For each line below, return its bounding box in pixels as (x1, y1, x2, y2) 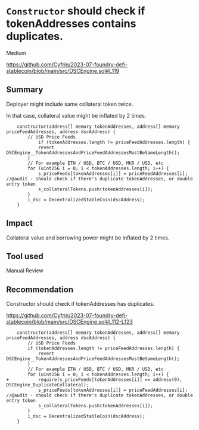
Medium (6, 49, 27, 56)
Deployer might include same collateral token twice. (6, 100, 133, 107)
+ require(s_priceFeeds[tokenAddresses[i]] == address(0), (6, 377, 183, 383)
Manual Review (6, 267, 43, 274)
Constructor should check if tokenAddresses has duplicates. (6, 300, 155, 308)
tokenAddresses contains (6, 17, 136, 30)
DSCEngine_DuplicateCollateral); (6, 382, 89, 388)
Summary (6, 85, 43, 95)
